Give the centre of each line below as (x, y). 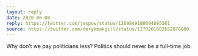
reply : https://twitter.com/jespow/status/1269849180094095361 (88, 23)
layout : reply (24, 12)
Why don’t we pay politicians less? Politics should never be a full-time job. (99, 46)
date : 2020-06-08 (28, 18)
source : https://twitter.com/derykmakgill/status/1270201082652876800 (98, 29)
